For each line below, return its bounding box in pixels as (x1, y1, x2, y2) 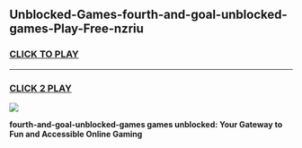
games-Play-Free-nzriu (9, 22, 144, 37)
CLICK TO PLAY (9, 48, 79, 61)
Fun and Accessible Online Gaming (9, 128, 143, 139)
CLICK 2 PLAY (9, 82, 72, 94)
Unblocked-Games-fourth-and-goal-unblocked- (9, 7, 288, 22)
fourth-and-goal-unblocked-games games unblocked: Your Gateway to (9, 118, 283, 129)
